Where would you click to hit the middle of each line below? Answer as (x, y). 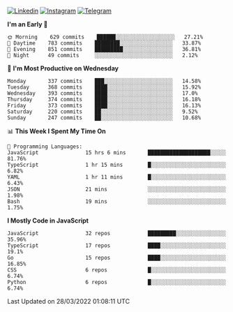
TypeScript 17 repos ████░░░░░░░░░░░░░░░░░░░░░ (117, 246)
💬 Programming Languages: (45, 147)
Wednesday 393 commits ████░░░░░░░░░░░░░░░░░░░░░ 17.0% (103, 94)
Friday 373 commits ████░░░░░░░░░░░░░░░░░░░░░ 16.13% (104, 105)
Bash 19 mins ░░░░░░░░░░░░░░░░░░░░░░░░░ (117, 202)
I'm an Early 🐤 (28, 24)
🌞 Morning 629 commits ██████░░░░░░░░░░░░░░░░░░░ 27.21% (105, 37)
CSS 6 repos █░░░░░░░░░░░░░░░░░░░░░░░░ (117, 270)
